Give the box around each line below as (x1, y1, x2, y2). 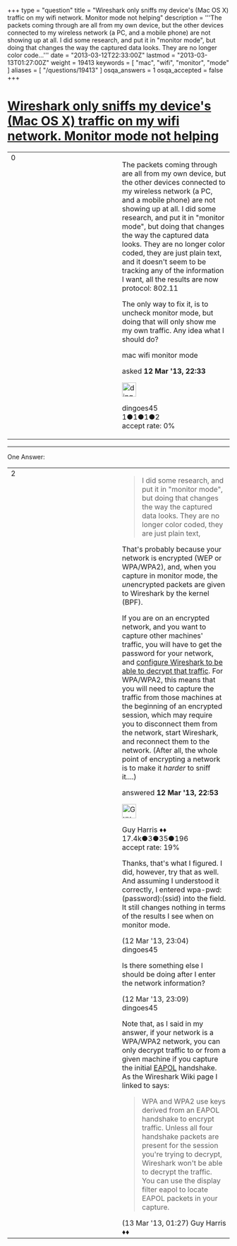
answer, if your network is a (122, 1027, 214, 1037)
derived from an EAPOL (142, 1105, 220, 1115)
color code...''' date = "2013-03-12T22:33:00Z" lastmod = (7, 51, 176, 59)
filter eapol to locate (142, 1185, 208, 1194)
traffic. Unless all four (142, 1123, 213, 1132)
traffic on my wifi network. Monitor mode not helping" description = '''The (7, 13, 222, 22)
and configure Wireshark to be (122, 657, 224, 667)
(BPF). (122, 597, 143, 607)
